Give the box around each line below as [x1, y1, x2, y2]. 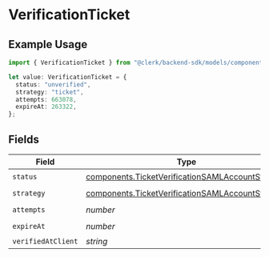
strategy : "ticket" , [15, 88, 84, 96]
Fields [8, 132, 40, 146]
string [85, 235, 108, 247]
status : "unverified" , [15, 80, 91, 89]
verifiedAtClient [12, 236, 78, 246]
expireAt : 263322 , [15, 102, 78, 111]
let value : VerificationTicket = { [8, 73, 127, 81]
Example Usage [8, 38, 88, 51]
